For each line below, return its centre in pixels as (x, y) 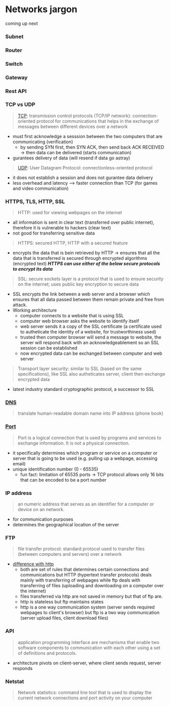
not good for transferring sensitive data (54, 233)
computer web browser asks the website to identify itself (80, 321)
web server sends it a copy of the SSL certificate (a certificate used (91, 326)
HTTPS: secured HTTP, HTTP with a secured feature (73, 243)
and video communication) (41, 188)
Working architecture (35, 310)
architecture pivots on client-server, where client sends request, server (87, 663)
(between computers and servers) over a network (70, 554)
